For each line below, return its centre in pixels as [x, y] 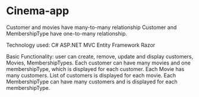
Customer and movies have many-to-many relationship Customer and [91, 27]
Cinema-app [38, 11]
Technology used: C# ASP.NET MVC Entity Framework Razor [81, 45]
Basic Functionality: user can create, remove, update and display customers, [100, 56]
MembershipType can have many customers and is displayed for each [92, 82]
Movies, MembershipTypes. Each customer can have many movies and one [99, 63]
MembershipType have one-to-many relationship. [67, 33]
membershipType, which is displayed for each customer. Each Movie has [95, 69]
